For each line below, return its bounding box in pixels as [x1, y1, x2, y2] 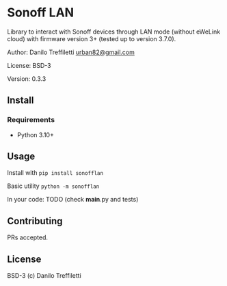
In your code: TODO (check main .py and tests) [7, 195, 139, 204]
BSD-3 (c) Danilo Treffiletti [7, 272, 82, 280]
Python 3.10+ [16, 130, 55, 139]
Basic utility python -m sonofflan [7, 182, 100, 190]
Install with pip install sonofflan [7, 169, 104, 177]
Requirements [7, 115, 55, 125]
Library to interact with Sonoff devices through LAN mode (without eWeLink [7, 27, 221, 36]
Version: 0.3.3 [7, 74, 46, 83]
